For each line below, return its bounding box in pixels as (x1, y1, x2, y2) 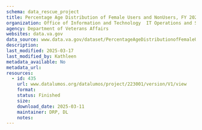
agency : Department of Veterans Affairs (6, 25, 109, 32)
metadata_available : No (6, 59, 66, 65)
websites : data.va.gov (6, 31, 63, 37)
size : (17, 98, 31, 104)
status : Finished (17, 92, 61, 98)
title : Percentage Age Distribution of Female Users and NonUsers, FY (6, 14, 187, 20)
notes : (17, 114, 34, 120)
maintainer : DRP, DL (17, 109, 69, 115)
